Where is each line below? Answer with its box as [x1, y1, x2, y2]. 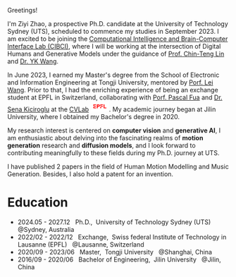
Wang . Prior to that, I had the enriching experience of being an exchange [7, 86, 218, 94]
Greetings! [7, 6, 38, 14]
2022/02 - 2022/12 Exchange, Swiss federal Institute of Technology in [17, 233, 227, 241]
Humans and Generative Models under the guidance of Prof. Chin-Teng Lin [7, 49, 225, 58]
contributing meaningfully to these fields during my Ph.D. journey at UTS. [7, 148, 220, 157]
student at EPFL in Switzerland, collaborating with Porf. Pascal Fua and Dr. [7, 93, 223, 101]
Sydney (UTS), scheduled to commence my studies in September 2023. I [7, 27, 220, 35]
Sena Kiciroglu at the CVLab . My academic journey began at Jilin [7, 105, 216, 113]
